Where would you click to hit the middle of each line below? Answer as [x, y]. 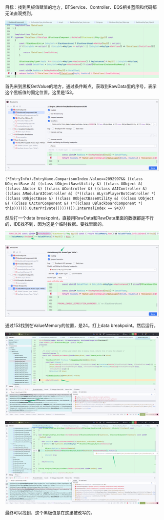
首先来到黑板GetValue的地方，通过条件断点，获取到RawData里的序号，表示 [81, 86]
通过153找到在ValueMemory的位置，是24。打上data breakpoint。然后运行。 [82, 325]
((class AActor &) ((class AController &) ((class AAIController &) [76, 189]
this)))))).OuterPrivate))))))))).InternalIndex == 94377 [65, 208]
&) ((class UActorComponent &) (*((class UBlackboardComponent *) [74, 203]
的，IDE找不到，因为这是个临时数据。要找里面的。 [56, 224]
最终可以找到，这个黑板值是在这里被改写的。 [50, 513]
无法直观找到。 [20, 13]
